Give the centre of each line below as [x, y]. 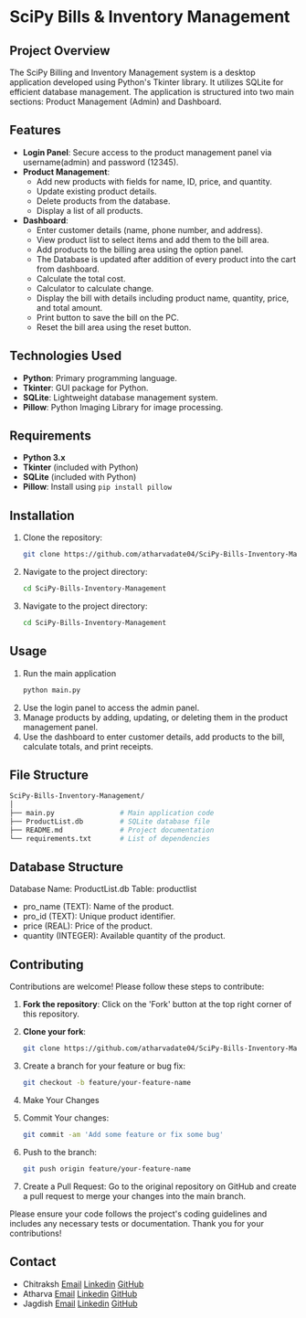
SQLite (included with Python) [79, 477]
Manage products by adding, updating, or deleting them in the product [155, 717]
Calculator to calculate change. [95, 288]
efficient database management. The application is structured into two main [152, 92]
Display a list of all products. [90, 210]
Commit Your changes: [66, 1118]
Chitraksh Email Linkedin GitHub [83, 1284]
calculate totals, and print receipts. [88, 746]
